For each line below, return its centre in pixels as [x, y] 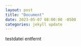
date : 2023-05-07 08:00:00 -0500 [41, 19]
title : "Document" [25, 15]
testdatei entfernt [23, 39]
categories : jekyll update [34, 24]
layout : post [19, 10]
